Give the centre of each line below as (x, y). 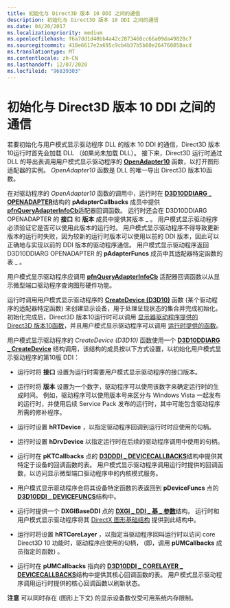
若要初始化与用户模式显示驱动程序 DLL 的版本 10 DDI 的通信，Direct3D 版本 (114, 144)
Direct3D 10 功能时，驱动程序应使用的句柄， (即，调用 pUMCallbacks (116, 543)
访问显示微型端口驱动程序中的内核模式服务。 (99, 473)
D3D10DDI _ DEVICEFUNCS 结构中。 (68, 497)
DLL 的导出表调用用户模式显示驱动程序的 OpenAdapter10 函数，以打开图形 (113, 161)
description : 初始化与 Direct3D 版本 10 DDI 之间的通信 (83, 20)
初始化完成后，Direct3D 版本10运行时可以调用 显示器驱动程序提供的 (103, 317)
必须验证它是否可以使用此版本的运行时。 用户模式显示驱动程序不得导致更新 (113, 228)
